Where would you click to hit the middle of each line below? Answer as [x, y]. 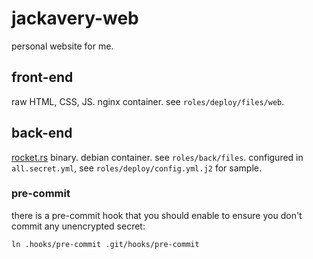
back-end [42, 133]
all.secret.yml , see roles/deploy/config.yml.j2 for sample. [136, 168]
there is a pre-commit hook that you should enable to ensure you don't [157, 215]
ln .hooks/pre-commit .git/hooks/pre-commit [105, 244]
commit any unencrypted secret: [78, 226]
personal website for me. [62, 46]
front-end [42, 77]
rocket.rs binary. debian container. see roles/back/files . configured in [157, 157]
